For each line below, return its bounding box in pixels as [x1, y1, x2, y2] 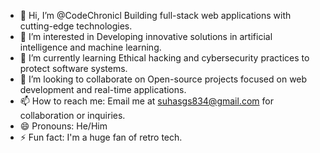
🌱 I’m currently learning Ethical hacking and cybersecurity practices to [19, 52, 310, 64]
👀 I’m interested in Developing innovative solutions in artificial [19, 31, 273, 42]
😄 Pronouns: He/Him [19, 120, 108, 132]
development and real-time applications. [19, 84, 187, 95]
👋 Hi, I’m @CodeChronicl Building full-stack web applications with [19, 10, 292, 21]
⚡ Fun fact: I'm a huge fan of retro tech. [19, 131, 183, 143]
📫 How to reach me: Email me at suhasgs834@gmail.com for [19, 95, 274, 107]
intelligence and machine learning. [19, 41, 162, 53]
